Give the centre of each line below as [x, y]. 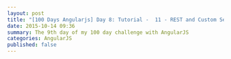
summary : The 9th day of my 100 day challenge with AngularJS [98, 32]
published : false [32, 45]
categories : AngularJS [40, 39]
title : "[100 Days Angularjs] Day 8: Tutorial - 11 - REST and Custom [112, 20]
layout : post [26, 13]
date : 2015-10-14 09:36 [41, 26]
